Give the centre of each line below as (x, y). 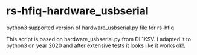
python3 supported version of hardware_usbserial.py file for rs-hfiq (90, 27)
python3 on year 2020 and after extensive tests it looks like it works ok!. (96, 45)
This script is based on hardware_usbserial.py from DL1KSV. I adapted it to (99, 39)
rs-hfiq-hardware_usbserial (78, 11)
